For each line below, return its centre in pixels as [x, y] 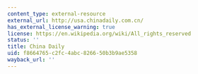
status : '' [23, 40]
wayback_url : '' [31, 60]
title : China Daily [36, 47]
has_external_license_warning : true [61, 27]
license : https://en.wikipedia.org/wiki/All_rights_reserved [99, 33]
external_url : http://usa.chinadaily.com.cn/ [75, 20]
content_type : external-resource [57, 14]
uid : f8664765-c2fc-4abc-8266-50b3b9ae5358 [72, 54]
